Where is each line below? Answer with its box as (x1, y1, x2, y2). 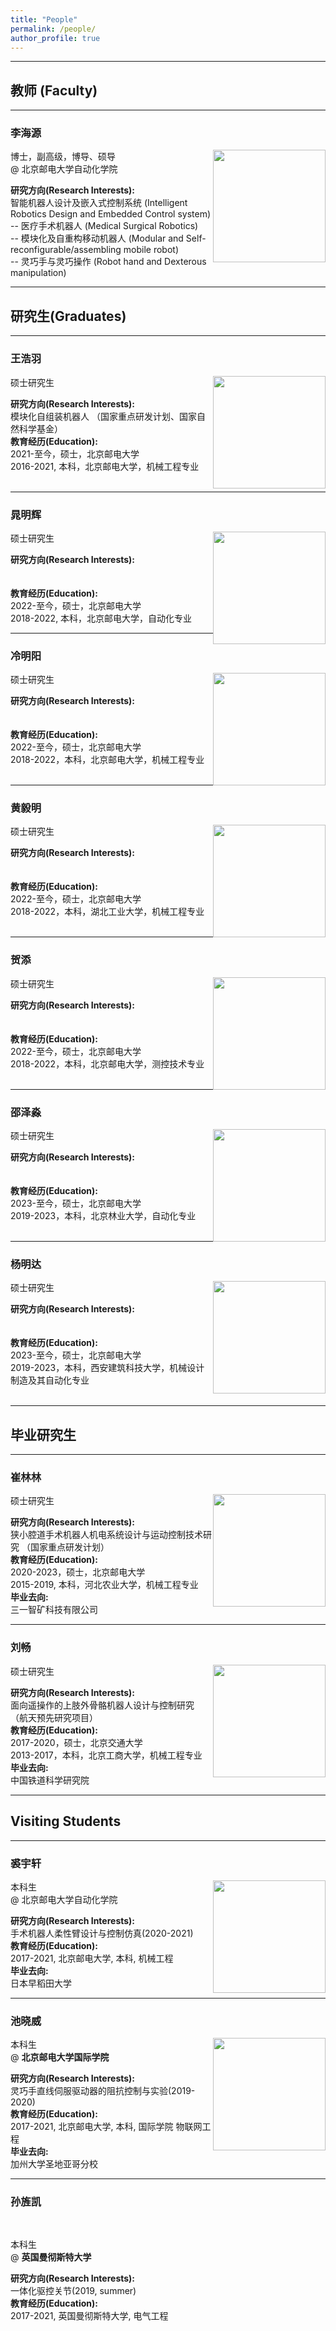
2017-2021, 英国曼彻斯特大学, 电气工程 (10, 2310, 169, 2322)
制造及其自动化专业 (10, 1374, 90, 1386)
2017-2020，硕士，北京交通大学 (10, 1736, 143, 1748)
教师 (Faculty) (10, 82, 98, 99)
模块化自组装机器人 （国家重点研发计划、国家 (10, 410, 197, 422)
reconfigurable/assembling (10, 244, 122, 256)
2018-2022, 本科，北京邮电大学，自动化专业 (10, 612, 193, 624)
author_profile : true (10, 33, 101, 43)
